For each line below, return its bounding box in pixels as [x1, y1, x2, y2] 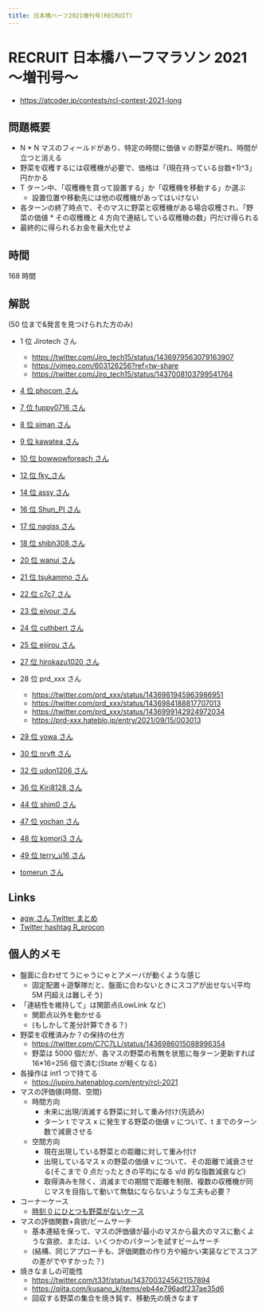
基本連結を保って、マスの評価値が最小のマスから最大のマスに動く [31, 1226, 248, 1236]
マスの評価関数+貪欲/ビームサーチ [19, 1216, 132, 1225]
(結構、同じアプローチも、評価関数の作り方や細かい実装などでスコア [31, 1246, 257, 1256]
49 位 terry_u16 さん [19, 850, 86, 860]
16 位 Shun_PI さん [19, 504, 81, 514]
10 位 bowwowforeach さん [19, 454, 109, 463]
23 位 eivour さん [19, 606, 76, 615]
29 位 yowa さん [19, 732, 73, 741]
